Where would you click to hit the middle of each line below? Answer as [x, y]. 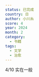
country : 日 [17, 14]
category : [15, 37]
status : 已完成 [19, 10]
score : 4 [14, 23]
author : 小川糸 [19, 19]
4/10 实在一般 [19, 70]
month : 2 [14, 32]
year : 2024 [16, 28]
